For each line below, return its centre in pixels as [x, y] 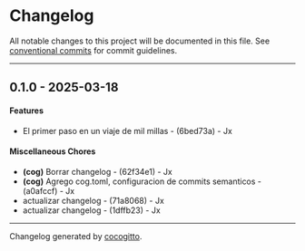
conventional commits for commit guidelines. [93, 50]
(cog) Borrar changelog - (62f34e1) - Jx [97, 171]
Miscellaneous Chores [53, 151]
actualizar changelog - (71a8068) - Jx [93, 200]
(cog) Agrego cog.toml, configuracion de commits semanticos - [142, 181]
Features [26, 111]
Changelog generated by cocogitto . [76, 236]
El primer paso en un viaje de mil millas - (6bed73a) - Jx [128, 130]
